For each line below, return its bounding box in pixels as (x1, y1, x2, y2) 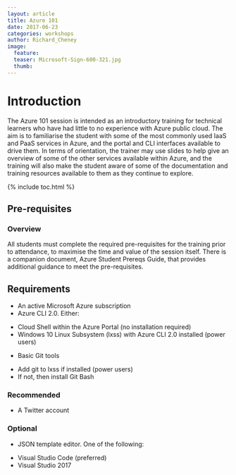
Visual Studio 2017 (17, 461, 72, 469)
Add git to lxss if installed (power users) (17, 365, 134, 374)
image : (7, 43, 27, 50)
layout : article (7, 10, 55, 18)
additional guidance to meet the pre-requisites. (7, 262, 144, 271)
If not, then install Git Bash (17, 373, 94, 381)
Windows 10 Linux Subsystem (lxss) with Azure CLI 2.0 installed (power (17, 331, 225, 339)
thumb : (13, 63, 33, 70)
